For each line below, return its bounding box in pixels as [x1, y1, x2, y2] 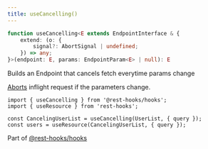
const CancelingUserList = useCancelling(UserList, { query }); [7, 115, 202, 122]
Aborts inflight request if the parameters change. [7, 83, 151, 91]
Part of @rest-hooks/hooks [7, 134, 88, 142]
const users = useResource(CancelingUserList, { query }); [7, 121, 187, 128]
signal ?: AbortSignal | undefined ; [33, 43, 139, 50]
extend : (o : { [20, 36, 62, 43]
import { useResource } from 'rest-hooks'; [7, 103, 139, 110]
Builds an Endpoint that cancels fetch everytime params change [7, 69, 195, 77]
